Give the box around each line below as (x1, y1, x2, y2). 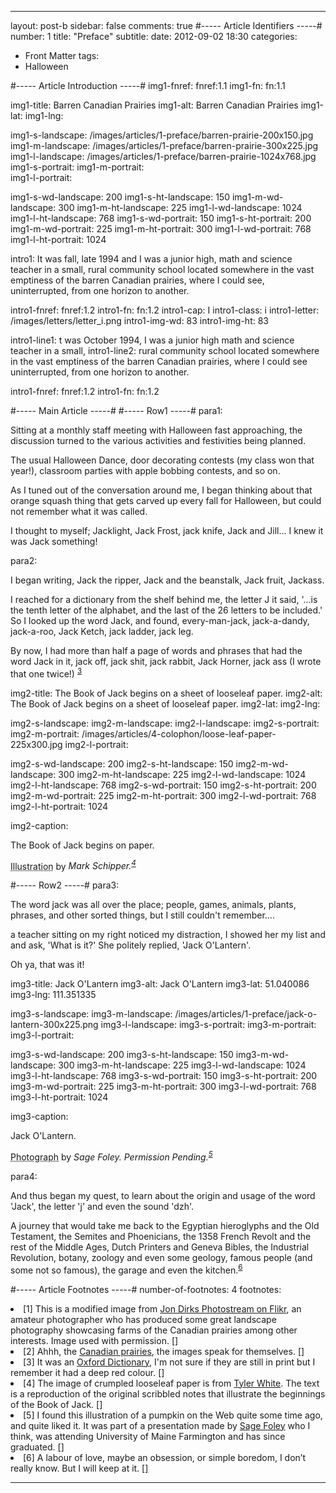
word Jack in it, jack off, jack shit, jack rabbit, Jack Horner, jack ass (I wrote (10, 656, 322, 667)
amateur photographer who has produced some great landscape (10, 1313, 277, 1325)
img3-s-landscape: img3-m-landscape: (10, 1008, 173, 1020)
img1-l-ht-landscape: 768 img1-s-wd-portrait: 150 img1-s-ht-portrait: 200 (10, 212, 312, 224)
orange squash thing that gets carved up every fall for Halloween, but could (10, 495, 322, 506)
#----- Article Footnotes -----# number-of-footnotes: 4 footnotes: (10, 1283, 282, 1295)
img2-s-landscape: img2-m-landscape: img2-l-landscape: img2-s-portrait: (10, 717, 320, 729)
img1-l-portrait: (10, 172, 73, 183)
